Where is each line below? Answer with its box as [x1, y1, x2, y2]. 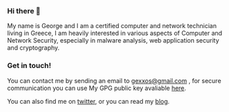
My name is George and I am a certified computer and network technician [7, 22, 217, 30]
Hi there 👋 [7, 6, 41, 16]
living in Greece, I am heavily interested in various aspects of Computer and [7, 29, 223, 37]
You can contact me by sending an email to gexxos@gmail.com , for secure [7, 76, 222, 85]
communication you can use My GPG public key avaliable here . [7, 84, 186, 92]
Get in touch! [7, 61, 52, 71]
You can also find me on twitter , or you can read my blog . [7, 97, 170, 105]
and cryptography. [7, 44, 60, 52]
